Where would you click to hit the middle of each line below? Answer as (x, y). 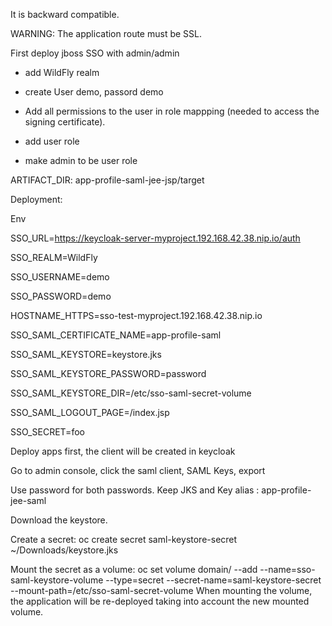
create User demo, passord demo (94, 92)
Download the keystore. (59, 520)
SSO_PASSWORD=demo (61, 296)
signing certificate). (65, 122)
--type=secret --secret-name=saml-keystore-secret (213, 580)
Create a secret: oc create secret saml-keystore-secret (124, 539)
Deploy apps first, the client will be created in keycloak (123, 451)
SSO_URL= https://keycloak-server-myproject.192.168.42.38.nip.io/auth (155, 238)
